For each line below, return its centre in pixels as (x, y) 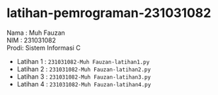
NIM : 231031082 (31, 40)
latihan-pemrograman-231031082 (109, 13)
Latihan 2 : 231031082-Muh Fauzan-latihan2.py (84, 69)
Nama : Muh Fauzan (36, 33)
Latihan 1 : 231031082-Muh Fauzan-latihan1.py (83, 61)
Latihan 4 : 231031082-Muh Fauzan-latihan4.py (84, 84)
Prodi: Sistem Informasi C (44, 47)
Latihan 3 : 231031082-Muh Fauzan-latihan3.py (84, 77)
